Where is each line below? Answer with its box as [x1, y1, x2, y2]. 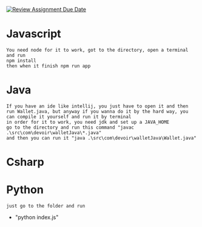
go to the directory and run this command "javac [6, 124, 135, 130]
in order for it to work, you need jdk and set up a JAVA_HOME [6, 119, 170, 125]
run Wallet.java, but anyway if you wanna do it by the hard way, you [6, 108, 189, 115]
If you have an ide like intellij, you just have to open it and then [6, 103, 189, 109]
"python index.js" [15, 214, 59, 221]
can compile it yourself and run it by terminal [6, 113, 132, 120]
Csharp [6, 155, 44, 169]
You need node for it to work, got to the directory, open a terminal [6, 47, 189, 53]
